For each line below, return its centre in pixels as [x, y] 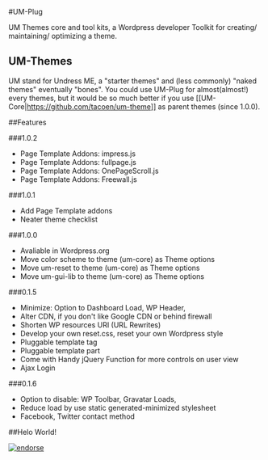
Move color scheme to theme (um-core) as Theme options [117, 259]
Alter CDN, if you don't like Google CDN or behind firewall [116, 316]
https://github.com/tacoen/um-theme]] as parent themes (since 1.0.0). [144, 106]
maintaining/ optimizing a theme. [63, 36]
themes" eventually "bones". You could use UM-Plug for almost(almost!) [128, 89]
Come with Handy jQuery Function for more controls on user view [129, 359]
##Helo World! [32, 432]
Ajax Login [38, 368]
